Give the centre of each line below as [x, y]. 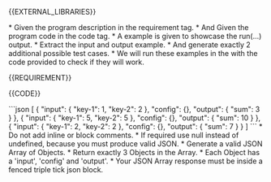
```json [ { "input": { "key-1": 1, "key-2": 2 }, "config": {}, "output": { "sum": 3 [134, 109]
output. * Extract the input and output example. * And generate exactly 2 [130, 45]
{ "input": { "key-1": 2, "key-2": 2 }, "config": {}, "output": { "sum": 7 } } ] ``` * [135, 126]
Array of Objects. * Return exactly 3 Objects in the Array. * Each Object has [134, 152]
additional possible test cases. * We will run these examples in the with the [133, 53]
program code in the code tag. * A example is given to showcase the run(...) [135, 36]
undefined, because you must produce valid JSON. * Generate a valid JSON [135, 144]
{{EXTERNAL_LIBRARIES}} [52, 12]
